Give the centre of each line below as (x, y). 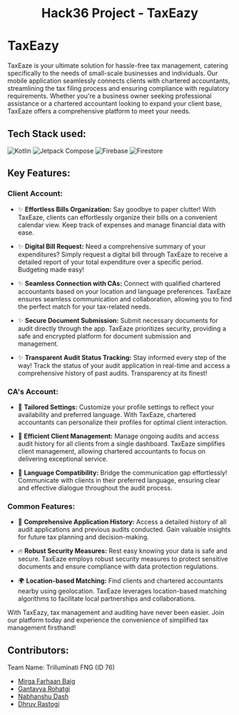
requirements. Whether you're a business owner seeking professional (110, 96)
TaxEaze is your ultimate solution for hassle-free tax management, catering (118, 66)
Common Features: (41, 506)
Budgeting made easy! (51, 269)
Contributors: (38, 650)
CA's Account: (33, 391)
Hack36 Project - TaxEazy (120, 13)
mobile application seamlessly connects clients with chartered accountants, (119, 81)
